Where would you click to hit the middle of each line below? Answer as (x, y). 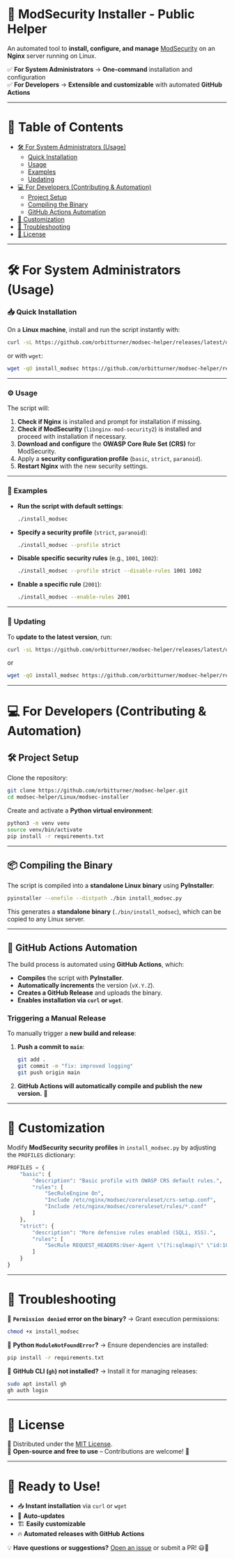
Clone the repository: (38, 778)
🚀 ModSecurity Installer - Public (101, 14)
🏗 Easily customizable (51, 1524)
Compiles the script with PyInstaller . (70, 978)
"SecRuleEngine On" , (74, 1193)
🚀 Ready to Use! (54, 1486)
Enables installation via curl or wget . (70, 1000)
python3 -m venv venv (39, 823)
